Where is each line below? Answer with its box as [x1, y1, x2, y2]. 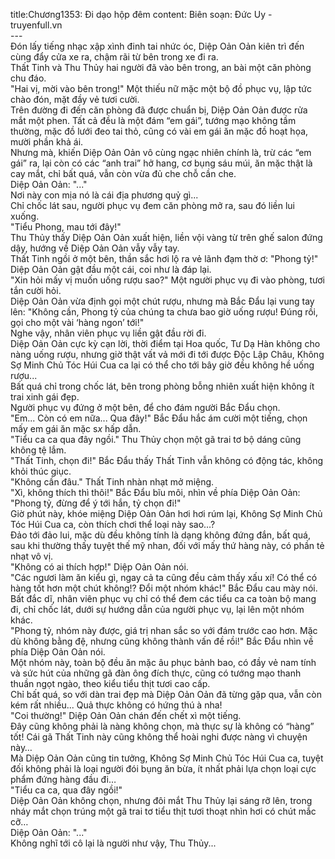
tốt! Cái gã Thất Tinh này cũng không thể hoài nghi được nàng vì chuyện [10, 731, 308, 743]
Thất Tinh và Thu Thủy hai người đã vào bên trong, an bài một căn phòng [10, 62, 312, 73]
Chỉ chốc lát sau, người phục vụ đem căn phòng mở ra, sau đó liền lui [10, 200, 296, 211]
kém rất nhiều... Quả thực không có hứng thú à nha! [10, 699, 223, 711]
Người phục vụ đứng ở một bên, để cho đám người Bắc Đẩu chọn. [10, 402, 281, 413]
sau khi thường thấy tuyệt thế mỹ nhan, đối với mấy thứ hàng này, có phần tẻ [10, 540, 325, 551]
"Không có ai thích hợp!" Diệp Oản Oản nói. [10, 561, 189, 573]
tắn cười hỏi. [10, 285, 62, 296]
